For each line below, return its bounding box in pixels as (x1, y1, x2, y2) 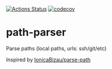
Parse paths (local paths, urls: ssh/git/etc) (6, 45, 107, 52)
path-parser (6, 26, 66, 39)
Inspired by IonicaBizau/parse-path (6, 56, 91, 63)
